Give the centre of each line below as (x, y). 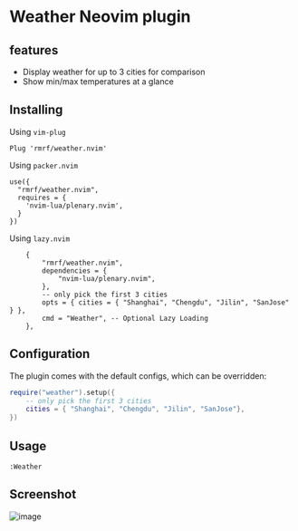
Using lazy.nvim (40, 238)
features (34, 50)
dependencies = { (74, 270)
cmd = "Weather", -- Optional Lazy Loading (125, 318)
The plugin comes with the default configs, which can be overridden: (138, 376)
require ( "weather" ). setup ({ (62, 392)
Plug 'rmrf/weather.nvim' (58, 148)
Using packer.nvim (44, 165)
